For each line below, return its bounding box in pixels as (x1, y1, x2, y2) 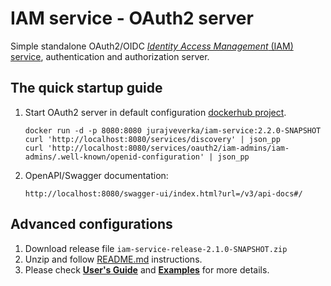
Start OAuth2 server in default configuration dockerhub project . (24, 106, 287, 118)
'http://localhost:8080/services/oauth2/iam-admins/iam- (47, 143, 290, 153)
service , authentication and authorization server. (10, 50, 210, 62)
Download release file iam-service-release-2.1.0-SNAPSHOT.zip (24, 242, 288, 254)
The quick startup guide (10, 80, 163, 97)
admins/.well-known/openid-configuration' (24, 152, 205, 162)
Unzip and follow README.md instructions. (24, 253, 203, 265)
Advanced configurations (10, 216, 173, 233)
